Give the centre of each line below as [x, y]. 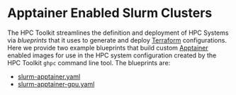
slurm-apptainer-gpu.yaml [56, 84]
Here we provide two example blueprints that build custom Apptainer [108, 47]
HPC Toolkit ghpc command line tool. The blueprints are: [89, 62]
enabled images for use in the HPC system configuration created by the [112, 55]
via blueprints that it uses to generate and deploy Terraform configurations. [117, 40]
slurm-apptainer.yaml [49, 77]
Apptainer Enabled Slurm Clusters [110, 13]
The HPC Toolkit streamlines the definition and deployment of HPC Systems [118, 33]
